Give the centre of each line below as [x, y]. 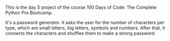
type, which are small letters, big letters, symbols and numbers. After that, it [85, 28]
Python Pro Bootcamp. [29, 13]
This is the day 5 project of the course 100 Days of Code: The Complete [81, 7]
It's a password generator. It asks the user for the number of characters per [85, 23]
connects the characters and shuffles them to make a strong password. [81, 33]
